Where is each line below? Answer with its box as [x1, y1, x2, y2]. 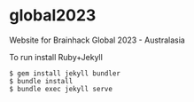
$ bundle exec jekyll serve [9, 84, 113, 93]
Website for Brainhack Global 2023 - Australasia [9, 35, 186, 45]
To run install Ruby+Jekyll [9, 51, 104, 62]
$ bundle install [9, 76, 74, 85]
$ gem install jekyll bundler [9, 68, 121, 78]
